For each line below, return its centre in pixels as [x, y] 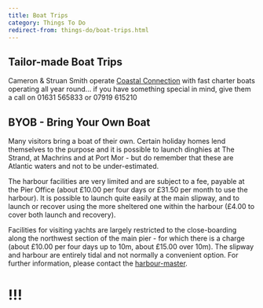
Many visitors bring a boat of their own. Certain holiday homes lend [117, 141]
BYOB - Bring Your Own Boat [79, 122]
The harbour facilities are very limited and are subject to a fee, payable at [126, 181]
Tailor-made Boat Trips [66, 62]
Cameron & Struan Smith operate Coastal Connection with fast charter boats [131, 81]
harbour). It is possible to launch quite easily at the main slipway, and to [124, 198]
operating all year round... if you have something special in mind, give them [130, 89]
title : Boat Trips [38, 15]
